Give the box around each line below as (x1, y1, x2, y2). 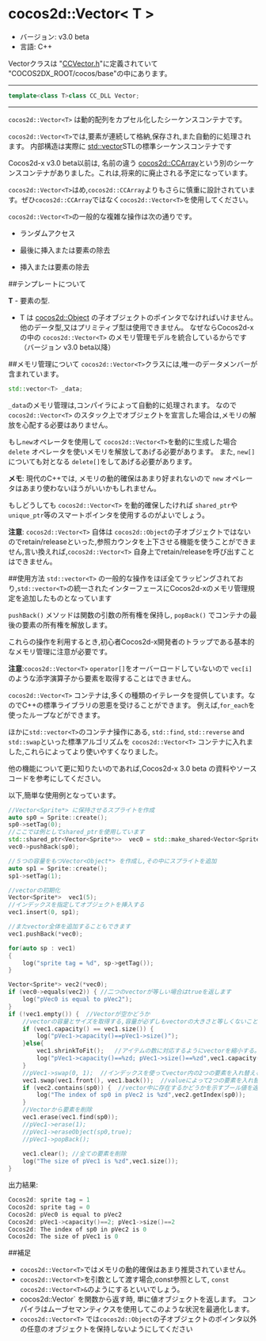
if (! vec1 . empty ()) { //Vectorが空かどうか (8, 1010, 150, 1018)
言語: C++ (19, 41, 53, 51)
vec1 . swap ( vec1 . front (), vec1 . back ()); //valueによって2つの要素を (22, 1076, 242, 1084)
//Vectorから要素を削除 (22, 1106, 93, 1114)
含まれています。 (8, 369, 63, 379)
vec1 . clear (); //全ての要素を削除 (22, 1150, 127, 1158)
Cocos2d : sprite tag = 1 (8, 1196, 90, 1204)
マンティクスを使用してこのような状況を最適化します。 (74, 1305, 254, 1314)
